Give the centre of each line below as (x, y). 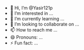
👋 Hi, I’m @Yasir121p (31, 8)
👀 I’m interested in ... (32, 13)
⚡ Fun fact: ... (24, 43)
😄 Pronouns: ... (26, 37)
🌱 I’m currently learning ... (37, 19)
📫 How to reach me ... (34, 30)
